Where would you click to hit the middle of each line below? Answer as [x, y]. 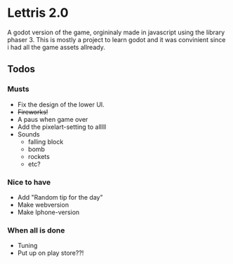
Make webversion [43, 204]
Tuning [27, 246]
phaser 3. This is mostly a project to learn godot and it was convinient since [116, 39]
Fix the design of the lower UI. [61, 104]
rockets [39, 156]
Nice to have [29, 182]
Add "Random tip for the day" [60, 197]
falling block [46, 141]
